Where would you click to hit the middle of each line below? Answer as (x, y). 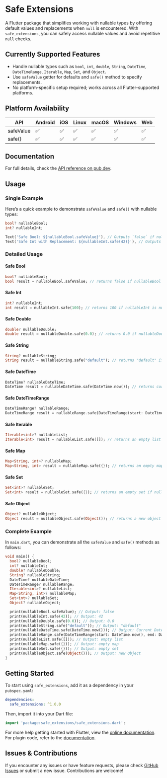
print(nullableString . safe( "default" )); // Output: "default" (75, 625)
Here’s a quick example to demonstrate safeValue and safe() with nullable (81, 209)
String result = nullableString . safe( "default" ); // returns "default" (81, 360)
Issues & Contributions (41, 753)
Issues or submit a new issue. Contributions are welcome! (64, 771)
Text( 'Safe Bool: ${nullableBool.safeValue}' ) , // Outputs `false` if (80, 237)
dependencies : (20, 700)
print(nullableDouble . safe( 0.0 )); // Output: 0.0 (62, 621)
